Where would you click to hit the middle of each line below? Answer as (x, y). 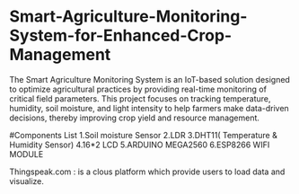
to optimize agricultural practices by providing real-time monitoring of (138, 89)
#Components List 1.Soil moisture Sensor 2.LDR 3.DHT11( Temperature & (144, 135)
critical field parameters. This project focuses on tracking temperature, (140, 98)
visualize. (27, 181)
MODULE (26, 154)
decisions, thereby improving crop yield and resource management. (135, 118)
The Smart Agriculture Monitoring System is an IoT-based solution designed (149, 79)
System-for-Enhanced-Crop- (121, 35)
